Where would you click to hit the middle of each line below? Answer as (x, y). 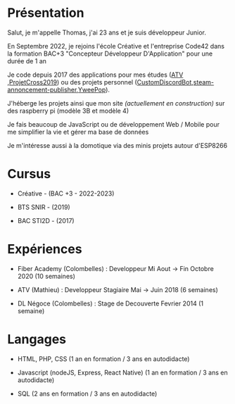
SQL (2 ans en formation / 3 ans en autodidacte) (87, 393)
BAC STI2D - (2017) (46, 220)
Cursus (29, 174)
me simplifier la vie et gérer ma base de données (78, 132)
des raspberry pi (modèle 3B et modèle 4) (68, 111)
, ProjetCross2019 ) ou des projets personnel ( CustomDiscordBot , (100, 82)
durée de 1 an (27, 61)
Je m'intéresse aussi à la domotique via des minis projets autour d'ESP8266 (117, 145)
